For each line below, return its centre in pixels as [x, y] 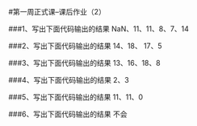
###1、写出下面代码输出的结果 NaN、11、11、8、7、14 [99, 29]
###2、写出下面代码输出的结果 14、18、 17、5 [86, 46]
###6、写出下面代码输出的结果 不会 [68, 114]
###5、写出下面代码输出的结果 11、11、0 [76, 97]
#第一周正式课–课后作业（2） [57, 12]
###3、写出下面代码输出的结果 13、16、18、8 [84, 63]
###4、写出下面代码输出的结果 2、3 [69, 80]
